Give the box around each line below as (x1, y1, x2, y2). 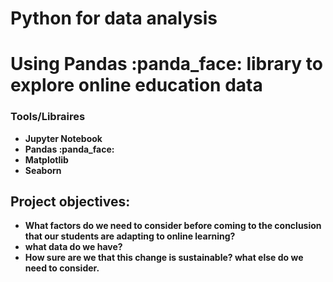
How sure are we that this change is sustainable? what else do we (24, 252, 304, 264)
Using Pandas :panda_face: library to (10, 53, 323, 76)
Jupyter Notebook (24, 132, 103, 144)
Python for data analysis (10, 7, 218, 30)
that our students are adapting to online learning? (24, 230, 236, 242)
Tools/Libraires (10, 110, 86, 124)
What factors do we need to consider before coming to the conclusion (24, 220, 322, 232)
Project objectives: (10, 193, 131, 211)
